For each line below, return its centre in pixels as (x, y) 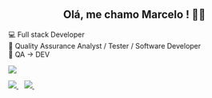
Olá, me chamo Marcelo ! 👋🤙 (134, 15)
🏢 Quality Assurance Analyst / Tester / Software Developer (105, 45)
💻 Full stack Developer (47, 34)
